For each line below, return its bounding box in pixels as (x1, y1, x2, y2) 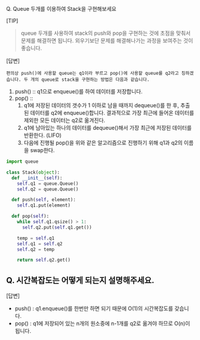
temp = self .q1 (17, 235, 55, 241)
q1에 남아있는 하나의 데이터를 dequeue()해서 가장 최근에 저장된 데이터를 (23, 125, 192, 131)
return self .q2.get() (17, 257, 70, 263)
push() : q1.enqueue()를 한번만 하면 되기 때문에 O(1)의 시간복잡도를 (14, 305, 173, 312)
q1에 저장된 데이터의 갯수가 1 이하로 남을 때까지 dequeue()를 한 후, (23, 102, 179, 109)
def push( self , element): (11, 197, 76, 203)
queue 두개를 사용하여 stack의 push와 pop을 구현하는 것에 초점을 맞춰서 (20, 29, 191, 37)
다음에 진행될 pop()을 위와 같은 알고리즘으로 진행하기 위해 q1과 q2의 (23, 139, 183, 146)
